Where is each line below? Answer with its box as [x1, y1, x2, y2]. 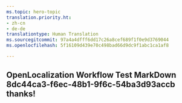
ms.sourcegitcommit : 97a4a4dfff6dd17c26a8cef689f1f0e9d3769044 [6, 37, 169, 43]
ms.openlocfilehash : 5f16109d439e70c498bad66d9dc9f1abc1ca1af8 [6, 43, 169, 49]
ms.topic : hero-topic [6, 8, 61, 15]
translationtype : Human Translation [6, 31, 99, 37]
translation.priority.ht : [6, 14, 71, 20]
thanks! [6, 89, 36, 99]
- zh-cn [6, 20, 26, 26]
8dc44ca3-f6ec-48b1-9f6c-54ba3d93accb [6, 80, 175, 90]
